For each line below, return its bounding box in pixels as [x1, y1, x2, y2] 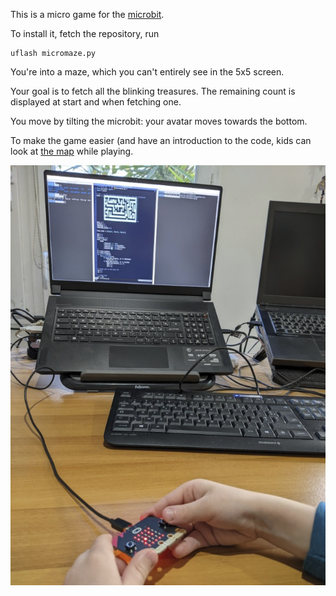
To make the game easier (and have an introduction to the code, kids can [10, 135, 312, 146]
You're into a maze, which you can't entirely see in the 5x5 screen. [10, 66, 285, 78]
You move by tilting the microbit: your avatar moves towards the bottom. [10, 115, 308, 127]
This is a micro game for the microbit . [10, 9, 165, 20]
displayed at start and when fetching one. [10, 96, 182, 108]
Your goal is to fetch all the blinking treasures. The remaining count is [10, 85, 296, 97]
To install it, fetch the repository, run [10, 28, 160, 39]
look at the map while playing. [10, 145, 134, 157]
